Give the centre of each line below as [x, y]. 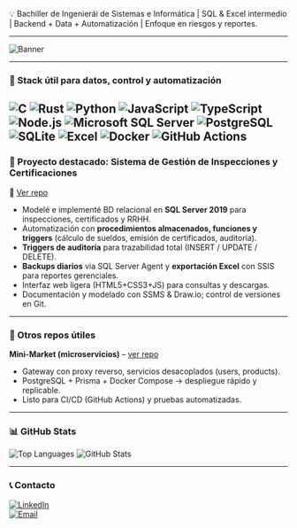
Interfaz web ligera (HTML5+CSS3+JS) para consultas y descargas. [146, 284]
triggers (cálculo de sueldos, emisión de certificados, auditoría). [139, 237]
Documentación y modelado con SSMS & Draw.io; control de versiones [151, 294]
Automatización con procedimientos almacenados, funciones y [140, 228]
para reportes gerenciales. [70, 276]
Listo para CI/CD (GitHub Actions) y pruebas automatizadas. [132, 400]
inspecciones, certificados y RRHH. [87, 219]
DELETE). [39, 256]
